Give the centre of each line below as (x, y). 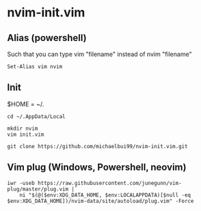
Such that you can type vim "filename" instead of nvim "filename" (100, 54)
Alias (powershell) (47, 38)
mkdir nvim (23, 128)
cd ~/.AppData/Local (37, 116)
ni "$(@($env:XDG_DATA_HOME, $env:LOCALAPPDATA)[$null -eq (105, 195)
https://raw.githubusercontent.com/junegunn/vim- (110, 183)
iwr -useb (21, 183)
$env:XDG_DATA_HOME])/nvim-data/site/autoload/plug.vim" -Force (100, 201)
